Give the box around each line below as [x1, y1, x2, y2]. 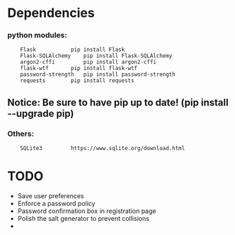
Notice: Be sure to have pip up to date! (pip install [7, 96, 229, 108]
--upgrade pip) [7, 108, 74, 120]
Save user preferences [17, 192, 84, 200]
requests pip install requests [20, 77, 134, 84]
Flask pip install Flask [20, 46, 125, 54]
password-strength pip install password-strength [20, 71, 176, 79]
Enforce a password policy [17, 200, 96, 208]
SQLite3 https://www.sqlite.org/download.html [20, 145, 185, 152]
